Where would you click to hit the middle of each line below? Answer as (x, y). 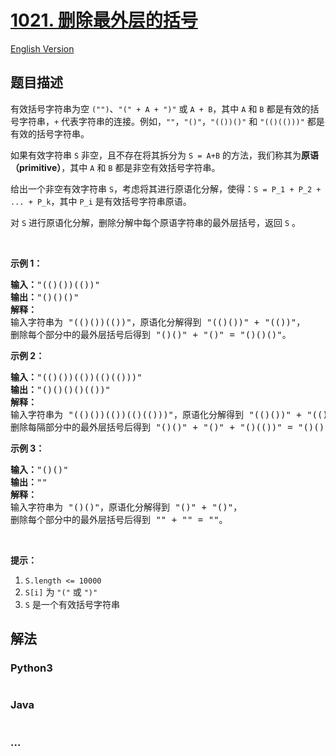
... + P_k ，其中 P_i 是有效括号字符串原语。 (101, 201)
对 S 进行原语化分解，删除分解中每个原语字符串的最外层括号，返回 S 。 (156, 222)
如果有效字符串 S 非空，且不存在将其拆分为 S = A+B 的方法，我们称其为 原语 (165, 155)
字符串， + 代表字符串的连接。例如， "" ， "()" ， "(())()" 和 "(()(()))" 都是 (171, 121)
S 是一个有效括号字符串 (72, 604)
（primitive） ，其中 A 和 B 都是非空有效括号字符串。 (115, 167)
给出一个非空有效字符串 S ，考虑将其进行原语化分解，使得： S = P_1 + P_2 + (166, 188)
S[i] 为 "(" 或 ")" (61, 592)
